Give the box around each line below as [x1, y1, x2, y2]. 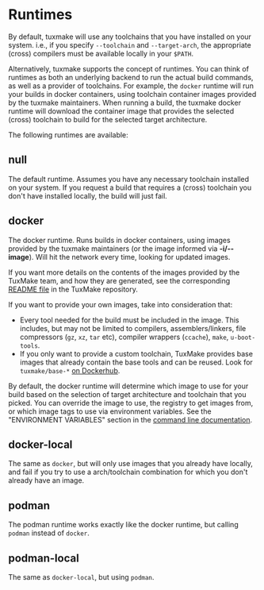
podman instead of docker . [8, 528, 90, 538]
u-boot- [230, 334, 256, 341]
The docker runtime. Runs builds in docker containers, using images [8, 235, 231, 245]
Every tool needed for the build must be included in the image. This [19, 315, 239, 325]
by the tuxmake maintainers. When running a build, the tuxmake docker [8, 98, 242, 107]
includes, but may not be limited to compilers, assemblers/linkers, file [19, 323, 247, 333]
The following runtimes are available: [8, 129, 128, 140]
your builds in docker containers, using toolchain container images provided [8, 89, 257, 98]
